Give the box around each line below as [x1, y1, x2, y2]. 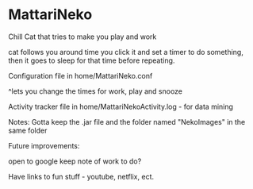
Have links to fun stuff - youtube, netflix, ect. [8, 172, 155, 181]
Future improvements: [8, 141, 80, 150]
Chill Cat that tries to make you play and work [8, 32, 157, 41]
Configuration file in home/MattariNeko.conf [8, 71, 153, 80]
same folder [8, 125, 48, 135]
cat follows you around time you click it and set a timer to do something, [8, 47, 243, 56]
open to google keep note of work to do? [8, 156, 142, 166]
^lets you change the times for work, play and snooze [8, 86, 183, 96]
